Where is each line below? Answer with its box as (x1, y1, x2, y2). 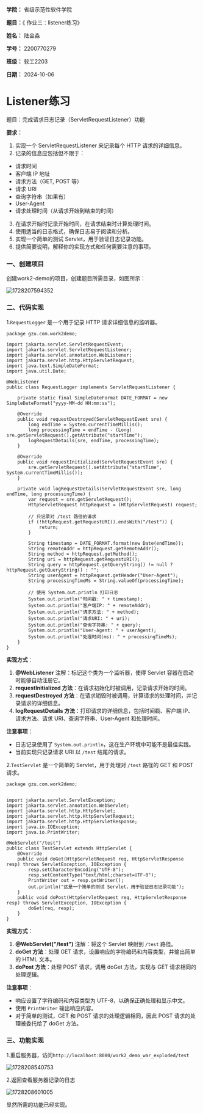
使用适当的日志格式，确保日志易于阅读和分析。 (15, 227, 133, 235)
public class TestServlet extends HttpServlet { (6, 845, 132, 851)
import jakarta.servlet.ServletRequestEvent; (6, 341, 124, 348)
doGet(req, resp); (28, 905, 75, 911)
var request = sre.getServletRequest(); (28, 496, 132, 503)
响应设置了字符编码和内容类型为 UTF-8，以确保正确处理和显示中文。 (15, 997, 188, 1004)
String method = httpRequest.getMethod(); (28, 551, 138, 557)
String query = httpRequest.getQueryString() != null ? (28, 561, 173, 567)
